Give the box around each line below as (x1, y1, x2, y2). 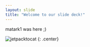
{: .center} (37, 36, 59, 42)
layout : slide (5, 7, 36, 13)
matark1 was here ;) (5, 26, 47, 32)
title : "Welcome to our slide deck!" (5, 12, 85, 17)
